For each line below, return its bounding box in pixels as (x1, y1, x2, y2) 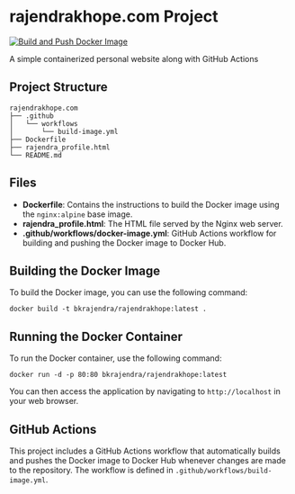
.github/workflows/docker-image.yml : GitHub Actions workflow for (22, 228, 277, 238)
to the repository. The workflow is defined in (9, 465, 174, 475)
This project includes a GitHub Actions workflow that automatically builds (9, 445, 281, 456)
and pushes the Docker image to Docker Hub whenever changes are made (9, 455, 286, 465)
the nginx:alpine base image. (22, 209, 133, 220)
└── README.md (9, 150, 63, 159)
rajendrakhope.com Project (9, 6, 219, 27)
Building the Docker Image (9, 263, 161, 278)
